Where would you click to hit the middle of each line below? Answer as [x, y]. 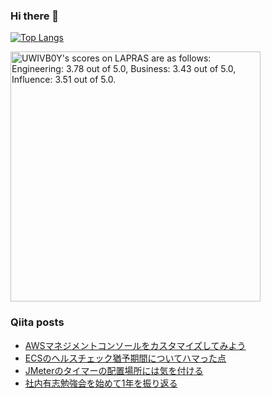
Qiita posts [37, 322]
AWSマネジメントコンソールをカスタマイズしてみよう [135, 345]
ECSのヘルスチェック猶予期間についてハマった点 [125, 358]
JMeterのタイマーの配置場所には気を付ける [114, 370]
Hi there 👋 [35, 16]
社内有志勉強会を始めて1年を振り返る [101, 383]
